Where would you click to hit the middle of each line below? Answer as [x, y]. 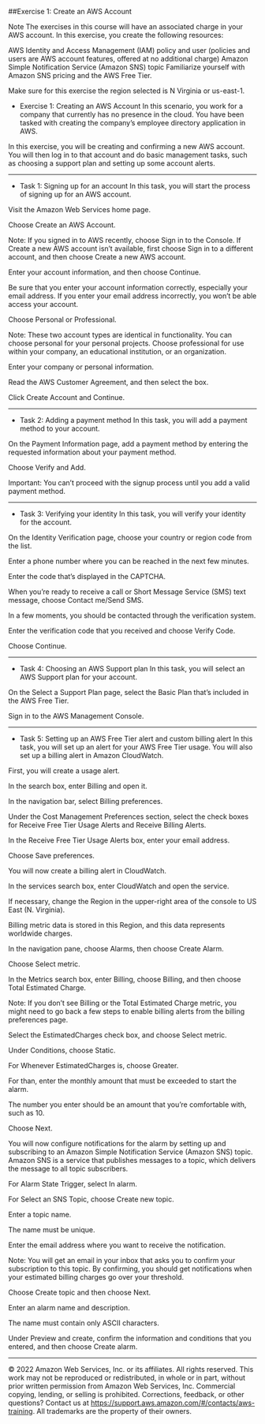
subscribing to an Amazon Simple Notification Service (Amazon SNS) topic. [131, 1152]
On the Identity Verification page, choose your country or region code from [130, 537]
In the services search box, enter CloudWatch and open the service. [119, 886]
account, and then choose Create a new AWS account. [97, 257]
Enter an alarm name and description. [69, 1308]
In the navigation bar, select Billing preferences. [86, 801]
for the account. [46, 522]
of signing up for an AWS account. [75, 194]
